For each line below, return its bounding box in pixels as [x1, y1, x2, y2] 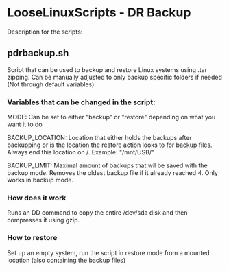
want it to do [7, 120, 43, 128]
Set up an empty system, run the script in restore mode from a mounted [7, 248, 210, 257]
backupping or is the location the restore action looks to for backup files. [7, 141, 213, 149]
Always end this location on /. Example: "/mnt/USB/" [7, 148, 155, 156]
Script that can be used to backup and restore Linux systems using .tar [7, 65, 208, 73]
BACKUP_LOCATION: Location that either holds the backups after [7, 134, 192, 142]
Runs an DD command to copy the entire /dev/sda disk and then [7, 209, 188, 217]
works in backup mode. [7, 176, 74, 185]
